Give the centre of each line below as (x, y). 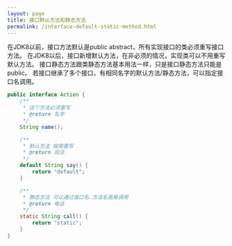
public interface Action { (46, 95)
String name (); (42, 127)
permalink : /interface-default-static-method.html (82, 26)
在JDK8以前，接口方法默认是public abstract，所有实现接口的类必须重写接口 (116, 47)
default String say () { (54, 166)
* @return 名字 (43, 114)
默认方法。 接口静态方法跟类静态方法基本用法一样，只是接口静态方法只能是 (115, 64)
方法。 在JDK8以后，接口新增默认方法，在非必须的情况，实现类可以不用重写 (116, 55)
